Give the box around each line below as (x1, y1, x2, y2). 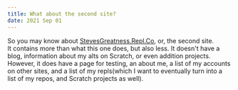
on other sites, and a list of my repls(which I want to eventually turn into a (7, 67, 223, 75)
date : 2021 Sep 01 (7, 17, 62, 24)
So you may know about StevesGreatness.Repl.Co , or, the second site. (7, 36, 214, 45)
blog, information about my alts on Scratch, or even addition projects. (7, 51, 211, 60)
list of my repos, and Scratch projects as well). (7, 74, 144, 82)
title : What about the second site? (7, 10, 116, 18)
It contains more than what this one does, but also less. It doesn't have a (7, 44, 220, 52)
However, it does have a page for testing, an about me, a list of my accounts (7, 59, 231, 67)
